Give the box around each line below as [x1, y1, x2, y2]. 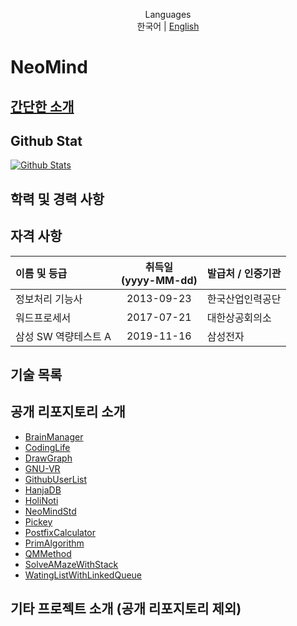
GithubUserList [24, 473, 88, 485]
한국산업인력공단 [206, 292, 282, 306]
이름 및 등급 [15, 266, 68, 280]
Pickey [24, 515, 53, 528]
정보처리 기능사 [15, 292, 83, 306]
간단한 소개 [10, 98, 75, 115]
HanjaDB [24, 484, 62, 496]
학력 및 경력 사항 [10, 190, 105, 208]
